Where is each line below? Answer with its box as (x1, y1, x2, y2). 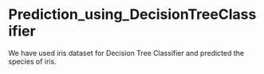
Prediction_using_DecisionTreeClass (8, 6, 257, 24)
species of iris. (8, 57, 57, 66)
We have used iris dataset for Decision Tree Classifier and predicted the (8, 48, 245, 57)
